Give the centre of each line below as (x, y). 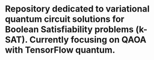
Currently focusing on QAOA (88, 40)
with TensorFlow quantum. (60, 50)
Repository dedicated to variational (77, 9)
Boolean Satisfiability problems (69, 30)
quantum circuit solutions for (65, 19)
